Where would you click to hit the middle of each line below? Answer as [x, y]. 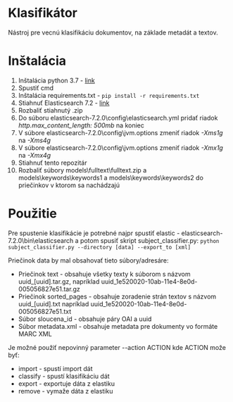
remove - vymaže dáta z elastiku [65, 391]
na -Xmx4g [34, 155]
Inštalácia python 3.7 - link [57, 80]
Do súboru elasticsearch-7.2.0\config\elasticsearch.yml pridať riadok [118, 118]
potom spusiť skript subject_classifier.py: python [150, 240]
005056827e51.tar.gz [49, 289]
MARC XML [35, 334]
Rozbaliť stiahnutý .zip [50, 110]
